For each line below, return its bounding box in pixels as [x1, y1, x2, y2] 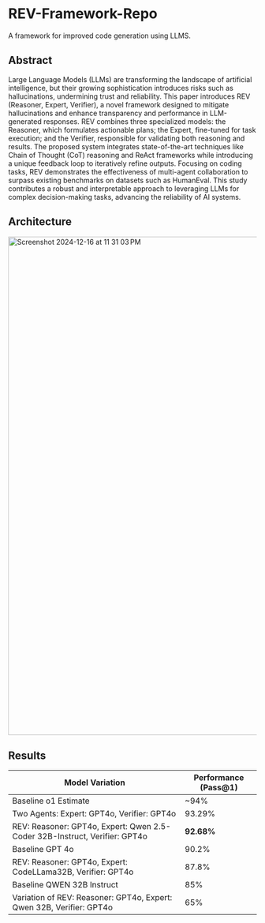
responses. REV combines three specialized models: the [43, 116, 226, 126]
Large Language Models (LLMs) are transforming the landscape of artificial [8, 74, 252, 84]
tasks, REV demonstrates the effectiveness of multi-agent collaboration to [8, 167, 248, 176]
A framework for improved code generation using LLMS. [8, 31, 192, 40]
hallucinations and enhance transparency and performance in [8, 108, 208, 118]
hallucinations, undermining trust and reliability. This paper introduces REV [8, 92, 251, 101]
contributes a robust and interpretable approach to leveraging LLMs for [8, 183, 240, 193]
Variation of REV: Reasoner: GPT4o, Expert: [12, 892, 173, 903]
